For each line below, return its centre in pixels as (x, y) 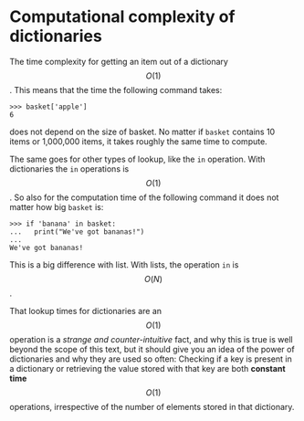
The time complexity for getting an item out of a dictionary (119, 61)
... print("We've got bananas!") (77, 232)
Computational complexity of (122, 17)
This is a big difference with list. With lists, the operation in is (124, 264)
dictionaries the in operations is (69, 168)
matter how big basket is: (57, 206)
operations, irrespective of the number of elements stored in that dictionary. (152, 406)
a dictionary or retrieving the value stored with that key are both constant (147, 368)
